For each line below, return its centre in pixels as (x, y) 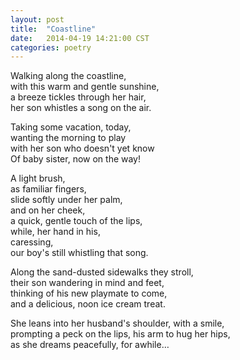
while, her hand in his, (55, 232)
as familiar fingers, (48, 189)
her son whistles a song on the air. (81, 108)
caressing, (32, 242)
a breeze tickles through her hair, (78, 97)
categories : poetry (51, 47)
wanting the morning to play (68, 138)
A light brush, (38, 178)
